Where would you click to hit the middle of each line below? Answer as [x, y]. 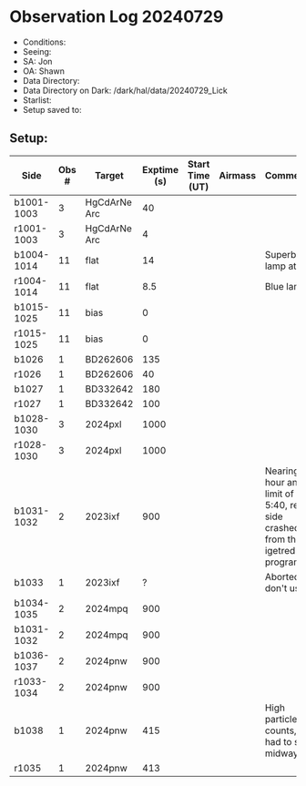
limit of [279, 494]
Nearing [282, 471]
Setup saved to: [52, 109]
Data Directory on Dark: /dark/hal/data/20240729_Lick [125, 90]
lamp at [280, 266]
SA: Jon [37, 61]
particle [281, 719]
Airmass [237, 175]
